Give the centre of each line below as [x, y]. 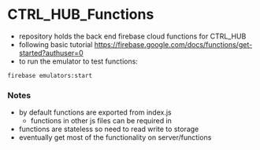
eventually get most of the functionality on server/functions [115, 137]
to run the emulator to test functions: [78, 61]
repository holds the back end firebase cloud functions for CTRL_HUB [132, 36]
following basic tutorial [56, 44]
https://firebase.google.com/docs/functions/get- [173, 44]
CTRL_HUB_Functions [81, 15]
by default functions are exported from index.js [95, 112]
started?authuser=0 [51, 53]
